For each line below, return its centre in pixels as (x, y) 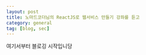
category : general (29, 23)
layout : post (23, 12)
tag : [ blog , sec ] (28, 28)
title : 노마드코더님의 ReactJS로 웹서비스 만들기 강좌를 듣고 (73, 17)
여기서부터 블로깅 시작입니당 (39, 46)
